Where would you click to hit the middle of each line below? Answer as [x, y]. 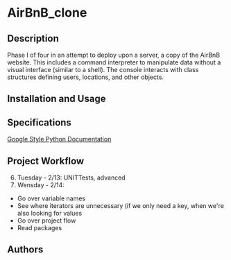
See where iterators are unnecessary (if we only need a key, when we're [120, 206]
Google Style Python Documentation [59, 139]
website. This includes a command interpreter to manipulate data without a [114, 62]
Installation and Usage [57, 99]
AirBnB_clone [47, 13]
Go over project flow [46, 220]
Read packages [40, 228]
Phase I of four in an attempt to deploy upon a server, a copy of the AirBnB [114, 55]
